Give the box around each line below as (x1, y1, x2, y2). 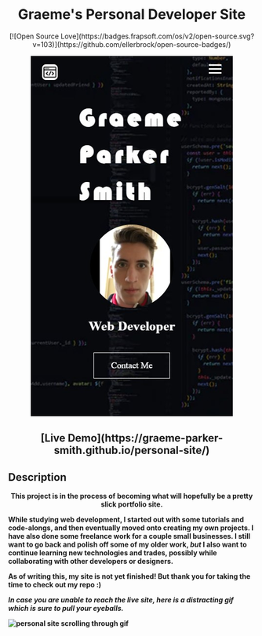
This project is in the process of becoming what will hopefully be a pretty (10, 492, 253, 501)
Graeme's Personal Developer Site (17, 5, 246, 24)
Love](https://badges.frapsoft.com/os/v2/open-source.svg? (60, 31, 255, 41)
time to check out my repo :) (8, 580, 102, 590)
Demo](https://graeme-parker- (67, 431, 224, 445)
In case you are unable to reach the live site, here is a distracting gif (8, 595, 234, 605)
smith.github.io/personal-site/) (53, 444, 210, 457)
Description (8, 471, 67, 484)
